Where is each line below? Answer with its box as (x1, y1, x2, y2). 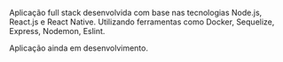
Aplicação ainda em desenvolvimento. (9, 43, 149, 53)
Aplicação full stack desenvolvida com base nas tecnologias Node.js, (9, 8, 263, 17)
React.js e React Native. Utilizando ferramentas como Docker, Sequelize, (9, 17, 275, 27)
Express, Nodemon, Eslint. (9, 26, 106, 36)
